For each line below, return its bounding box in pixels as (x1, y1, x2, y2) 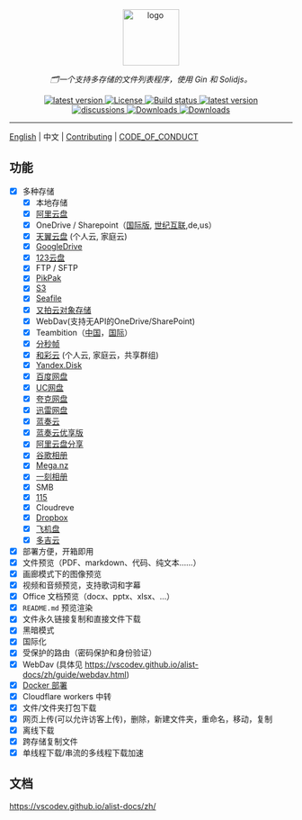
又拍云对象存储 (35, 304, 92, 315)
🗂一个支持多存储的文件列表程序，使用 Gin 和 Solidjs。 (49, 74, 253, 85)
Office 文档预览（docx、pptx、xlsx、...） (22, 591, 175, 602)
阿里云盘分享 (35, 438, 84, 449)
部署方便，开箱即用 (22, 545, 94, 556)
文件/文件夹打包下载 (22, 702, 97, 713)
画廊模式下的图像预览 (22, 569, 102, 579)
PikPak (35, 273, 62, 284)
